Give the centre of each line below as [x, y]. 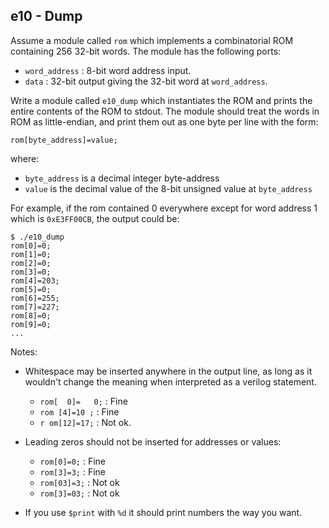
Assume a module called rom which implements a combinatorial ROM [152, 40]
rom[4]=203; [35, 280]
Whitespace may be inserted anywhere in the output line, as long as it [168, 371]
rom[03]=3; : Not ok [79, 482]
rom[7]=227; [35, 307]
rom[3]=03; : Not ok [79, 493]
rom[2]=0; [31, 263]
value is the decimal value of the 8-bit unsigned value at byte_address [168, 188]
